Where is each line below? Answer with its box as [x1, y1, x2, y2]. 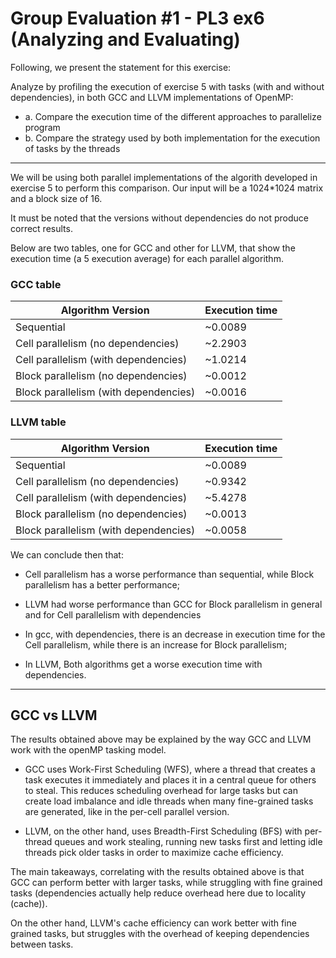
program [24, 121, 61, 133]
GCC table [10, 277, 62, 291]
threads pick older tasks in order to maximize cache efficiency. [24, 847, 284, 859]
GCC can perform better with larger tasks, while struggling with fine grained [10, 877, 323, 889]
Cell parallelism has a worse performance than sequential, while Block [24, 568, 315, 580]
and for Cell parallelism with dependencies [24, 608, 202, 621]
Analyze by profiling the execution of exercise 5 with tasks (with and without [10, 80, 325, 92]
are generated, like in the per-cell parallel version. [24, 806, 230, 818]
